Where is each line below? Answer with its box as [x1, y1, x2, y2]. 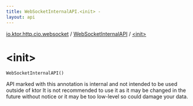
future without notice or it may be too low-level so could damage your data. [6, 93, 188, 100]
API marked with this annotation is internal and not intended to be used [6, 81, 178, 88]
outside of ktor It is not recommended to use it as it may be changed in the [6, 87, 187, 94]
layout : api [6, 14, 35, 20]
